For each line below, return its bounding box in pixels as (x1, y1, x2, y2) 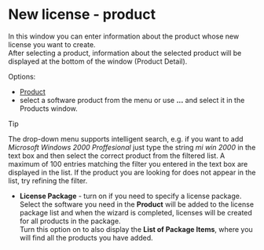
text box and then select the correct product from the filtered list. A (8, 151, 225, 160)
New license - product (8, 6, 156, 24)
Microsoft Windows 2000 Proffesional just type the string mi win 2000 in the (8, 142, 256, 152)
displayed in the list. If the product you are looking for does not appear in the (8, 167, 256, 177)
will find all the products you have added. (19, 233, 153, 242)
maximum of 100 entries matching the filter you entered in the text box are (8, 159, 248, 168)
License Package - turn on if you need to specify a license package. (19, 191, 242, 200)
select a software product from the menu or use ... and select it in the (19, 95, 245, 105)
